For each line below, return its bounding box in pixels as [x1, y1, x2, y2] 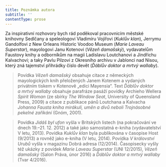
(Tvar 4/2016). [17, 157, 47, 163]
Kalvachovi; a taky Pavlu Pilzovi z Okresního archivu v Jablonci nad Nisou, [5, 57, 159, 63]
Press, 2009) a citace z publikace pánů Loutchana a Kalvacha [17, 99, 145, 105]
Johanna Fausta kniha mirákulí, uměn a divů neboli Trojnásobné [17, 104, 151, 111]
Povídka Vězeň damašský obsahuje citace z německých [17, 72, 134, 78]
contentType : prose [5, 17, 46, 22]
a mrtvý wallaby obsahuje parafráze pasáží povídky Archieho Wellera [17, 89, 161, 95]
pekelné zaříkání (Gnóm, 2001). [17, 110, 83, 116]
